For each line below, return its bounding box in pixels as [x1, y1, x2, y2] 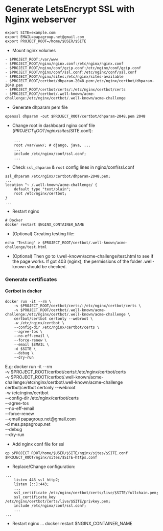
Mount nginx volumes [12, 47, 56, 53]
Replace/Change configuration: [12, 464, 76, 469]
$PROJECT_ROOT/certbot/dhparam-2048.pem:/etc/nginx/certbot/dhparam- [9, 78, 154, 83]
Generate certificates [5, 276, 57, 282]
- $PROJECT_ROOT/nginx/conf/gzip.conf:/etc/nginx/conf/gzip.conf [5, 65, 141, 70]
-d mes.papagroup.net [5, 421, 50, 427]
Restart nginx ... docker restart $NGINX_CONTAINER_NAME [12, 520, 133, 526]
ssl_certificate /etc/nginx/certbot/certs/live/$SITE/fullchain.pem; [14, 490, 159, 495]
